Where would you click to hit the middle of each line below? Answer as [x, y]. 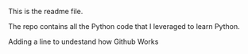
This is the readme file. [46, 11]
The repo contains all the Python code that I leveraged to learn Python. [124, 26]
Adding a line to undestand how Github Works [83, 41]
